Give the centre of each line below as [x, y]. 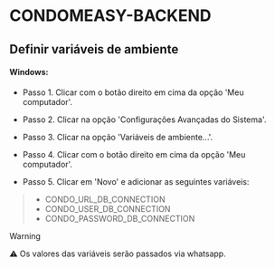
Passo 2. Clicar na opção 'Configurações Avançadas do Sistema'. [144, 120]
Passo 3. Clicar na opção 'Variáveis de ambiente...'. [118, 137]
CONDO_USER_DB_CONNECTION [108, 208]
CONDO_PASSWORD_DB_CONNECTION [120, 218]
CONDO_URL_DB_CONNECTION [105, 199]
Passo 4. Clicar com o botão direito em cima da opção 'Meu [134, 154]
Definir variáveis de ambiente [94, 49]
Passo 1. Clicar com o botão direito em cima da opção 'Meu [133, 92]
